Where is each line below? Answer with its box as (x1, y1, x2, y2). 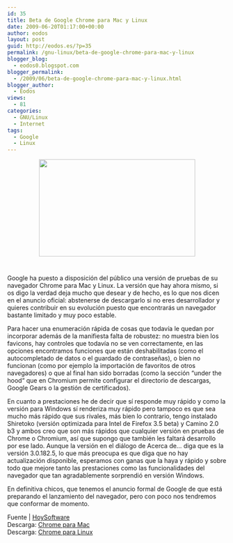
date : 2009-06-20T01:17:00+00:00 (7, 23, 104, 30)
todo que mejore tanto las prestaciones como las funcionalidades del (7, 464, 205, 473)
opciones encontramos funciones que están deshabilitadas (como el (7, 346, 204, 355)
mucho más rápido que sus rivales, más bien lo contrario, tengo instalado (7, 412, 218, 420)
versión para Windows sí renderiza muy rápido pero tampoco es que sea (7, 405, 216, 413)
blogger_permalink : (7, 68, 64, 75)
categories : (7, 107, 42, 114)
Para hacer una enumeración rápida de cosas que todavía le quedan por (7, 325, 214, 333)
